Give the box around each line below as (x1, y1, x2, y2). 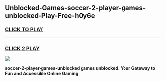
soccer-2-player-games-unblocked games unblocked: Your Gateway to (5, 65, 156, 71)
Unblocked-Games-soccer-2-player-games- (5, 4, 146, 12)
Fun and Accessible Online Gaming (5, 70, 79, 76)
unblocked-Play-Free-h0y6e (5, 12, 95, 20)
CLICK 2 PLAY (5, 45, 40, 52)
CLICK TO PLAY (5, 27, 43, 33)
